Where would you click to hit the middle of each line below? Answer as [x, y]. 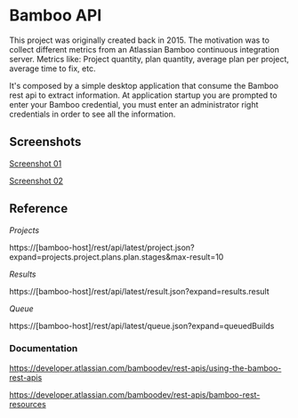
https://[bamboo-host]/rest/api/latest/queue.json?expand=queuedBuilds [142, 326]
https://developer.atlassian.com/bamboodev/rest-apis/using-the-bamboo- [145, 368]
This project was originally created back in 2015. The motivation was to [139, 40]
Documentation [44, 349]
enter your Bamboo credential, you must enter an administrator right [134, 104]
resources [28, 404]
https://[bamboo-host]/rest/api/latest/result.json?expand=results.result [139, 291]
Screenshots [45, 142]
